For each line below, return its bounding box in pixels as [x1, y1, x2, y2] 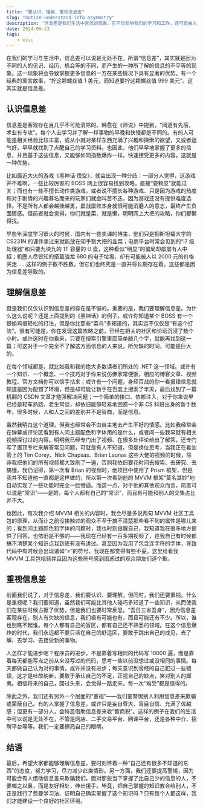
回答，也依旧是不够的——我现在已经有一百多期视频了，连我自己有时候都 [16, 532, 197, 539]
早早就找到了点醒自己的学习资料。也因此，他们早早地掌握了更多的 [22, 143, 186, 151]
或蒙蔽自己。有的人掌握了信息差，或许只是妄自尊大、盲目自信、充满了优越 [6, 700, 192, 708]
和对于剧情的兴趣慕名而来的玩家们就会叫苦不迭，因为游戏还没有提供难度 [6, 194, 186, 201]
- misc [17, 37, 34, 43]
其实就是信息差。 [6, 85, 49, 91]
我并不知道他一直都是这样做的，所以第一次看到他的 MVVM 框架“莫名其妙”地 [6, 474, 195, 481]
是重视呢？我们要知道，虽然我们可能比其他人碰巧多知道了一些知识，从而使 [6, 599, 192, 606]
